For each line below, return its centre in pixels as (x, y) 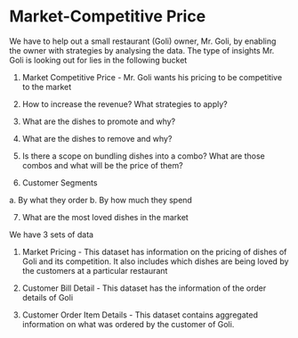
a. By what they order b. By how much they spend (101, 200)
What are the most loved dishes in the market (105, 217)
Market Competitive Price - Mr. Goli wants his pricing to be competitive (152, 77)
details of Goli (48, 297)
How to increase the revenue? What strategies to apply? (125, 103)
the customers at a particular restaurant (95, 270)
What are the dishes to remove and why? (97, 138)
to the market (47, 87)
